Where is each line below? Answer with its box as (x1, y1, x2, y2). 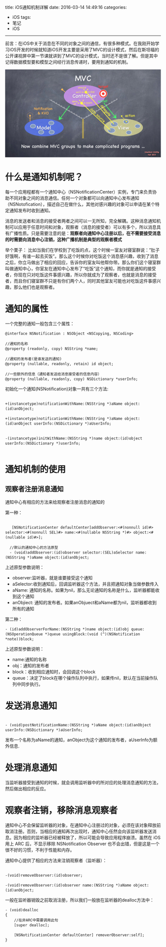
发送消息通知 (5, 701, 58, 711)
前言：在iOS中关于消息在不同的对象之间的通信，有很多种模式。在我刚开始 (5, 41, 156, 46)
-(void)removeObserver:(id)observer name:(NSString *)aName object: (5, 883, 149, 888)
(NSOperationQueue (5, 631, 43, 637)
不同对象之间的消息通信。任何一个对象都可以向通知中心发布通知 (9, 195, 139, 201)
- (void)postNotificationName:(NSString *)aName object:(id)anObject (5, 722, 152, 727)
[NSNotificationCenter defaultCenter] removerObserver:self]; (14, 932, 145, 938)
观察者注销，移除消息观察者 (5, 805, 118, 816)
